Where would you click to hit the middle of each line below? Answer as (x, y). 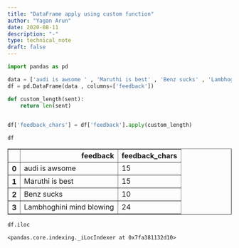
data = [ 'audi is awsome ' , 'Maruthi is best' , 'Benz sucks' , (106, 79)
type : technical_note (39, 41)
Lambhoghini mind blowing (69, 207)
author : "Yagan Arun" (39, 21)
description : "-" (33, 34)
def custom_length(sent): (46, 99)
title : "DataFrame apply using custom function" (81, 14)
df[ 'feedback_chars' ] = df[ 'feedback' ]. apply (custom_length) (100, 125)
